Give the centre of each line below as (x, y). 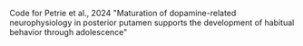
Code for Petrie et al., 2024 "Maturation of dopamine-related (123, 13)
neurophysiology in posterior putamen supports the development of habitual (152, 23)
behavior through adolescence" (68, 32)
